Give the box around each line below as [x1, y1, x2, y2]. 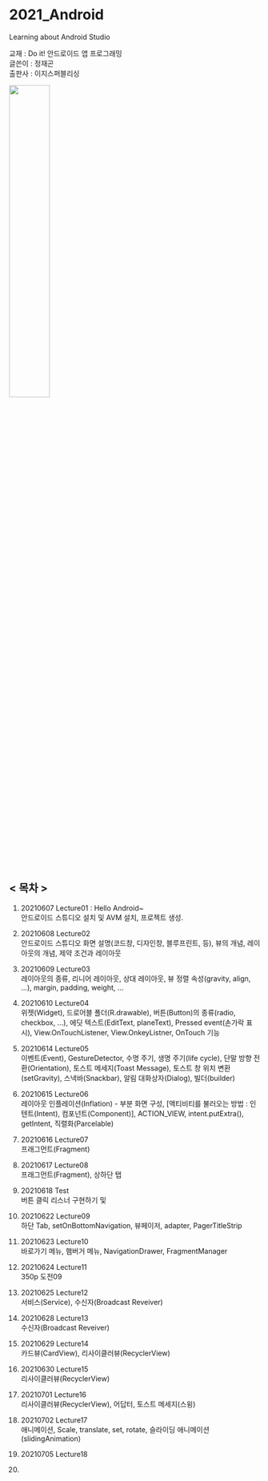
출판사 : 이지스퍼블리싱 [9, 68, 80, 78]
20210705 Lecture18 [20, 1449, 88, 1459]
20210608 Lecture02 [20, 928, 90, 938]
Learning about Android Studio [9, 32, 110, 42]
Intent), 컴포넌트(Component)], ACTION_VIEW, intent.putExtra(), [36, 1108, 245, 1118]
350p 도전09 [20, 1271, 62, 1281]
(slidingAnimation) [20, 1434, 82, 1443]
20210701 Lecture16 [20, 1390, 87, 1399]
